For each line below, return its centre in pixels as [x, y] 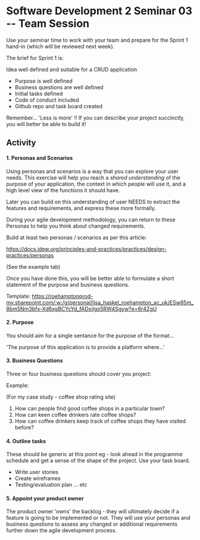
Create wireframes [37, 478]
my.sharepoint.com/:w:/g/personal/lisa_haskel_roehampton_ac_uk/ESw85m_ [100, 302]
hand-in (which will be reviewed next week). [60, 46]
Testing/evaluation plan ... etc [51, 485]
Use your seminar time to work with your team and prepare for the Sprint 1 [97, 40]
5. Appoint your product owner [45, 498]
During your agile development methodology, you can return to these [91, 219]
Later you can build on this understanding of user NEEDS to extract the [93, 202]
